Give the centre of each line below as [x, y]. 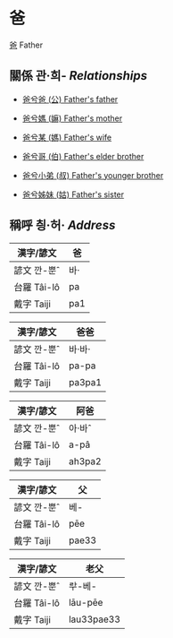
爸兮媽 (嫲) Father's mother [72, 118]
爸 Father [26, 45]
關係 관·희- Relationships [78, 76]
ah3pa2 [85, 461]
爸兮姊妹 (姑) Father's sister [73, 194]
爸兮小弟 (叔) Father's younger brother [93, 175]
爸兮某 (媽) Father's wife [67, 137]
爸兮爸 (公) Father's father [70, 99]
